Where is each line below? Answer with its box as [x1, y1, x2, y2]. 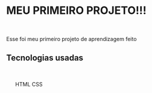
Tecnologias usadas [6, 53, 83, 63]
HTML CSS [14, 80, 43, 88]
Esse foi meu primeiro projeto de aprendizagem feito [6, 35, 137, 42]
